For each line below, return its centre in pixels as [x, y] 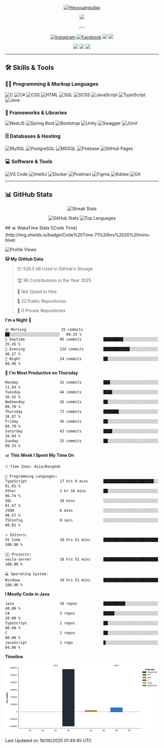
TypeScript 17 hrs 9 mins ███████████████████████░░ [82, 481]
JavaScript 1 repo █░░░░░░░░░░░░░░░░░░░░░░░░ [82, 643]
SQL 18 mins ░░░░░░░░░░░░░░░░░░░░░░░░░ [82, 501]
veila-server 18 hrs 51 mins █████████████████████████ [82, 560]
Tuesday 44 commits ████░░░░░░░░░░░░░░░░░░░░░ [82, 392]
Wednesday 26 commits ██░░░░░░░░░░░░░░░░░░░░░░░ [82, 402]
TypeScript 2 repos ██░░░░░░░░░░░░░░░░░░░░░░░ [82, 623]
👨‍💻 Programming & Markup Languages [52, 84]
